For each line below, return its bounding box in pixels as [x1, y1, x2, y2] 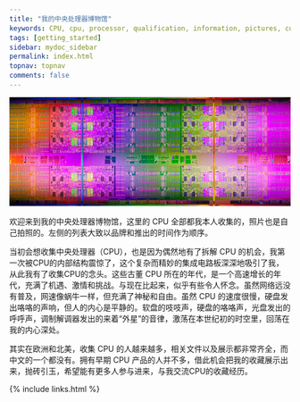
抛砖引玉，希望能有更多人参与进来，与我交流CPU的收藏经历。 [24, 366, 253, 377]
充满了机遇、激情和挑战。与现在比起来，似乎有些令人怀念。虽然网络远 [24, 280, 283, 290]
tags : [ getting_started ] [9, 33, 102, 42]
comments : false [9, 71, 70, 80]
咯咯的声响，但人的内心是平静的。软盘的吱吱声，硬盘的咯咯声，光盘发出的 [16, 302, 291, 313]
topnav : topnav [9, 62, 66, 71]
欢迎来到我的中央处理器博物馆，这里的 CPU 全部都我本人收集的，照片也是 [9, 216, 281, 227]
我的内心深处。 [9, 324, 64, 335]
